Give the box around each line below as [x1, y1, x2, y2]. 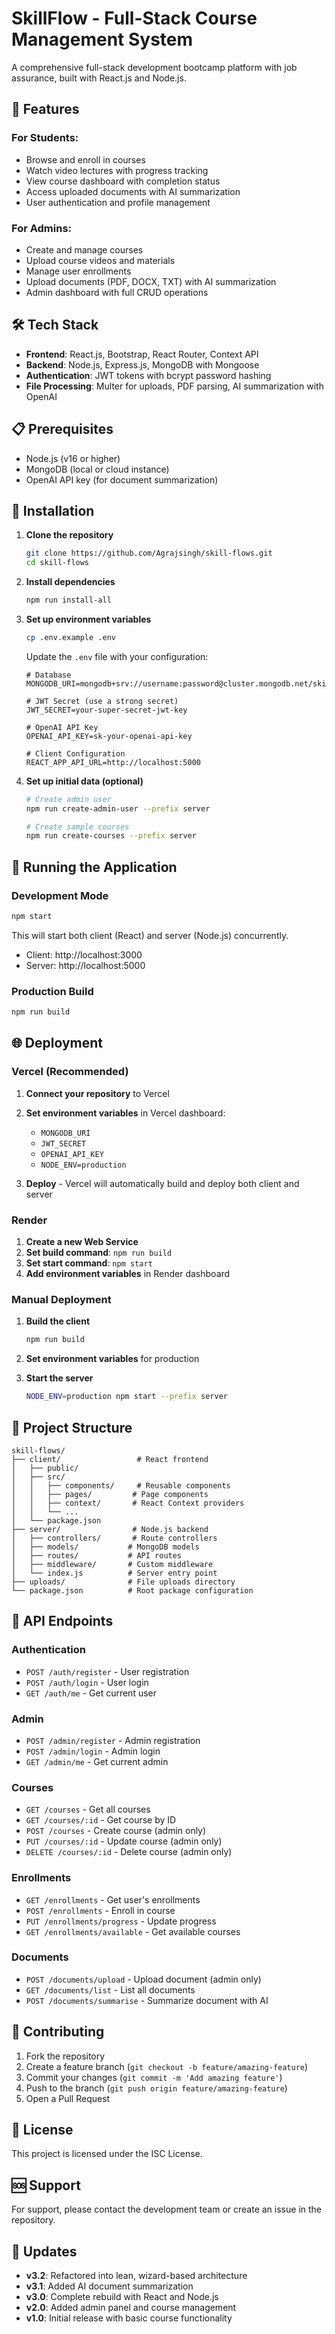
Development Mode [11, 888, 109, 902]
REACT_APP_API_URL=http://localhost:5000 [25, 757, 201, 767]
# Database [25, 670, 72, 680]
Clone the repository [25, 529, 114, 541]
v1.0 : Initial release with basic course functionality [25, 2312, 233, 2324]
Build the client [25, 1315, 91, 1327]
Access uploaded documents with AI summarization [25, 185, 241, 197]
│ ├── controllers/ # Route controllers [11, 1533, 218, 1543]
